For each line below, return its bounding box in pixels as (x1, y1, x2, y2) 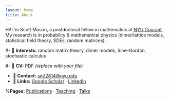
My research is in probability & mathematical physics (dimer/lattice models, (5, 32, 164, 38)
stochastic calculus (5, 52, 46, 59)
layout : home (5, 7, 33, 13)
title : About (5, 12, 33, 17)
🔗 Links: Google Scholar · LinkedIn (12, 78, 86, 84)
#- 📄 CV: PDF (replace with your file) (5, 63, 83, 69)
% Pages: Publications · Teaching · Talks (5, 88, 90, 94)
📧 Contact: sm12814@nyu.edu (12, 72, 78, 78)
